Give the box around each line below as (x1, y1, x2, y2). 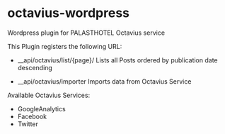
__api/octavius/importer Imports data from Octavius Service (17, 77, 192, 86)
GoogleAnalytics (17, 104, 66, 113)
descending (17, 63, 53, 72)
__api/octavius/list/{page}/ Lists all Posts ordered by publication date (17, 55, 218, 65)
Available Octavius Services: (7, 91, 91, 99)
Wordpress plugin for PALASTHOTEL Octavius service (7, 28, 165, 37)
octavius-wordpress (7, 5, 129, 21)
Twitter (17, 119, 39, 128)
